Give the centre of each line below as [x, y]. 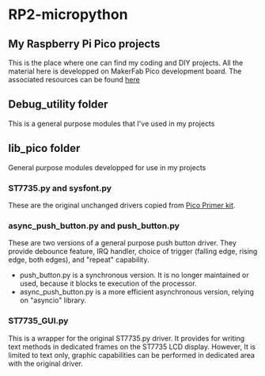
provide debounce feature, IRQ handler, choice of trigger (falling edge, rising [133, 252]
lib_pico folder [44, 148]
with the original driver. [45, 363]
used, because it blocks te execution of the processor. [108, 283]
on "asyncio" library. [53, 300]
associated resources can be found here [74, 80]
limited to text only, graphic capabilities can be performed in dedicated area [132, 355]
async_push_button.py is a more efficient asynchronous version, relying [137, 292]
